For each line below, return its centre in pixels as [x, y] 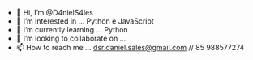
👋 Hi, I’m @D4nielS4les [54, 13]
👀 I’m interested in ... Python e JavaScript [85, 21]
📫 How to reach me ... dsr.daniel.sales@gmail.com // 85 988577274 [130, 47]
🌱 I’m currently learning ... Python [72, 30]
